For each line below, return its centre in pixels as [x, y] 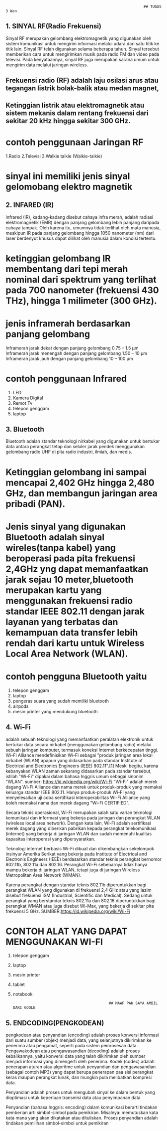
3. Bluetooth [25, 429]
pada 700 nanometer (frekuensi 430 [82, 290]
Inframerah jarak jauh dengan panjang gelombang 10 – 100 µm [69, 358]
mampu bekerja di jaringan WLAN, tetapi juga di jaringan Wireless [73, 870]
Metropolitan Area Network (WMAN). [43, 875]
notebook [23, 994]
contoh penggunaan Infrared [66, 379]
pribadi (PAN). [36, 504]
